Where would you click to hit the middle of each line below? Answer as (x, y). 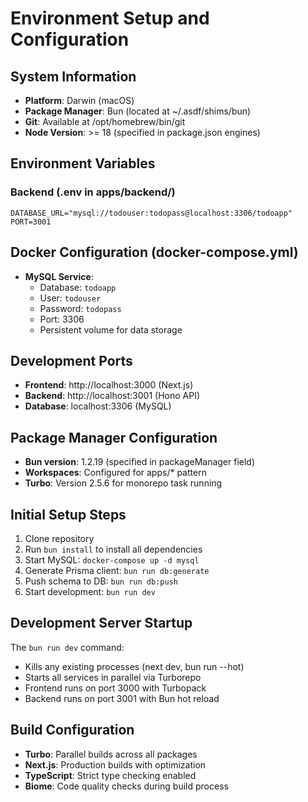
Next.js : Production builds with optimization (115, 764)
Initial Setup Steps (68, 514)
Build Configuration (72, 730)
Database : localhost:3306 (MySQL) (98, 406)
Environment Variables (83, 163)
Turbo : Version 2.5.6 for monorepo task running (123, 483)
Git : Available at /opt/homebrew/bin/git (105, 121)
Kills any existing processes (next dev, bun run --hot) (134, 666)
